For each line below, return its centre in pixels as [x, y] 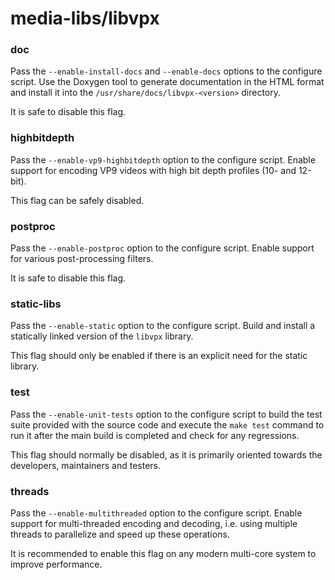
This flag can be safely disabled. [77, 200]
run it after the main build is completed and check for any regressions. [155, 435]
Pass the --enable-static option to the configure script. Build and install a [163, 326]
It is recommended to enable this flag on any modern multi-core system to [163, 553]
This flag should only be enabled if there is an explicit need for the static [159, 356]
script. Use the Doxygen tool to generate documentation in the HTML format [167, 82]
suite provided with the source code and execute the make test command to [167, 424]
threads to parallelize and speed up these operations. [120, 534]
